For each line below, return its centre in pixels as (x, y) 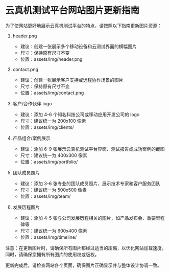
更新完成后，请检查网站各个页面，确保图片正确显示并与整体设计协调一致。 (83, 265)
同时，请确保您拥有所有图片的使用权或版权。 (52, 254)
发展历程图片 (26, 207)
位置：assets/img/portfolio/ (49, 162)
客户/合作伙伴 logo (32, 103)
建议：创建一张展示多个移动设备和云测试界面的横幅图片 (78, 46)
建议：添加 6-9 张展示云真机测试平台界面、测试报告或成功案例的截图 (92, 149)
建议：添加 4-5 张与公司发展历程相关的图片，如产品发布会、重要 (88, 218)
